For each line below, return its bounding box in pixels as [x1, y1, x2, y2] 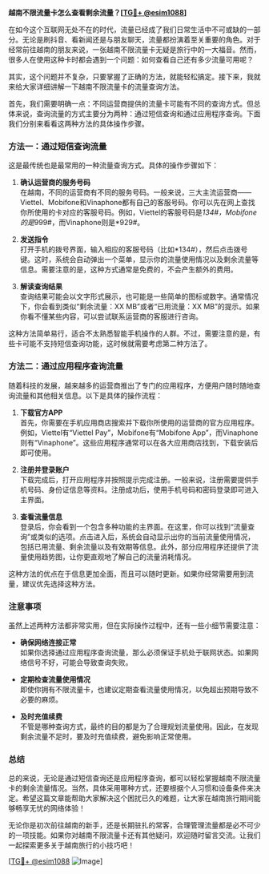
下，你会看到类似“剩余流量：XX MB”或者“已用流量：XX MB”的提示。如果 [19, 302, 260, 312]
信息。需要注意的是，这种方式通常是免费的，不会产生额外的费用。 [19, 264, 238, 275]
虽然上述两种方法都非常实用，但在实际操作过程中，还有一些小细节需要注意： [8, 620, 261, 630]
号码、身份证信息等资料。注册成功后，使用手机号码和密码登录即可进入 [26, 485, 259, 494]
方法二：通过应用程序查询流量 [8, 360, 124, 372]
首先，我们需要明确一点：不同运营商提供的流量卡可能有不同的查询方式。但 [8, 99, 254, 108]
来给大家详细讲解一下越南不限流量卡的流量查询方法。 [8, 82, 184, 91]
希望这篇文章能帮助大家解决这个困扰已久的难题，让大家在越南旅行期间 [22, 793, 254, 804]
